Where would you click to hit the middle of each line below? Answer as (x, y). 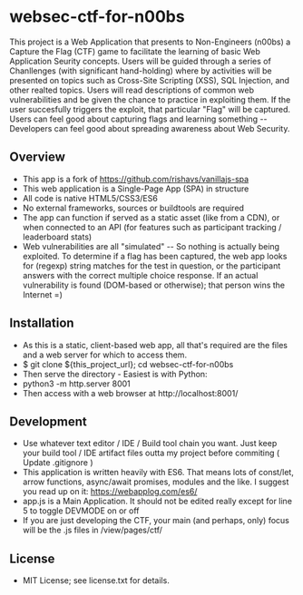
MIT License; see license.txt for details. (96, 580)
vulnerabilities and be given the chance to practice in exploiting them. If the (150, 99)
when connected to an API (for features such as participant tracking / (152, 227)
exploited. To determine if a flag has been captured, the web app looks (155, 256)
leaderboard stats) (57, 237)
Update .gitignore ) (58, 463)
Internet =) (43, 294)
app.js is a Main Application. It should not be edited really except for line (157, 502)
